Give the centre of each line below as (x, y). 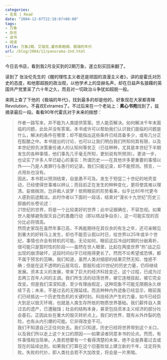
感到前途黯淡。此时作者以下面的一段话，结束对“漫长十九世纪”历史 (89, 197)
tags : (11, 24)
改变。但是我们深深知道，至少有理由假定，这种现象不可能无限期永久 (87, 284)
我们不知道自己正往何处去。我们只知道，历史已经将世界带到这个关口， (89, 327)
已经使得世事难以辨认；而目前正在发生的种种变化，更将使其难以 (91, 185)
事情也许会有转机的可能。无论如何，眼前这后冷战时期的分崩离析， (94, 240)
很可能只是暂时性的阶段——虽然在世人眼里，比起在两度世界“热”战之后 (89, 247)
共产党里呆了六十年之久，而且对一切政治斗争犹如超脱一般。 (70, 89)
